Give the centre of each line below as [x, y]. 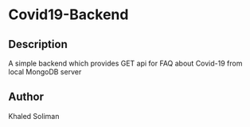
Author [26, 97]
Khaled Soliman [34, 116]
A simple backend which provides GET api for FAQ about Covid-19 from [125, 63]
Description [38, 44]
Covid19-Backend [68, 15]
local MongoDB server [45, 72]
